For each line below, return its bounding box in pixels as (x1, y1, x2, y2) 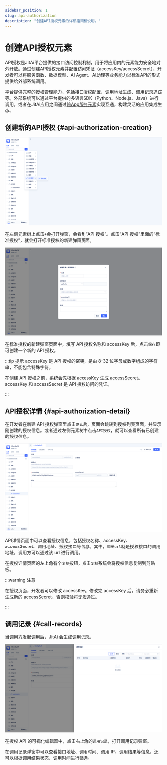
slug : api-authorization (5, 13, 57, 18)
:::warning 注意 (5, 577, 36, 583)
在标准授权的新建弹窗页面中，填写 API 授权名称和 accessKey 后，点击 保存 (5, 341, 156, 347)
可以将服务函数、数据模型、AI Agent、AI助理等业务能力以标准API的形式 (13, 72, 161, 78)
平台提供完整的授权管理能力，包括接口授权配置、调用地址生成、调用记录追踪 (5, 89, 162, 95)
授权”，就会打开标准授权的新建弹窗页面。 (9, 237, 94, 243)
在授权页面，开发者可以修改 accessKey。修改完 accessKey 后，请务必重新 (5, 588, 158, 594)
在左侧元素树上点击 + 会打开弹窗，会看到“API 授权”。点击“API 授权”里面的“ (5, 231, 156, 237)
